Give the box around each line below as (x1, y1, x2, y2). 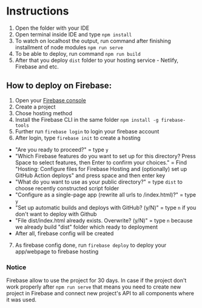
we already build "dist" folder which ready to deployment (15, 223, 158, 230)
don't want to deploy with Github (15, 210, 97, 218)
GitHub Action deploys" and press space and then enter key (15, 172, 166, 179)
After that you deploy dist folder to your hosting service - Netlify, (15, 56, 179, 64)
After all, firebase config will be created (15, 229, 114, 237)
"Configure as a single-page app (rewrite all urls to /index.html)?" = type (15, 191, 196, 198)
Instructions (6, 4, 69, 18)
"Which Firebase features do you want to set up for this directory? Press (15, 152, 196, 159)
